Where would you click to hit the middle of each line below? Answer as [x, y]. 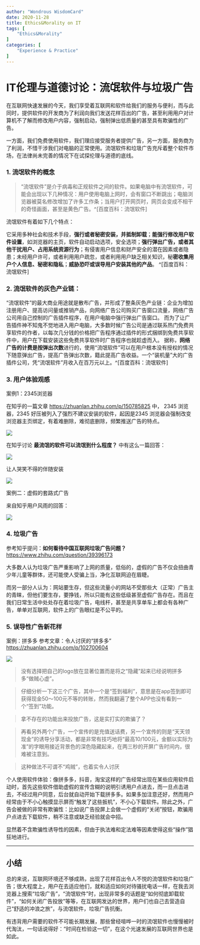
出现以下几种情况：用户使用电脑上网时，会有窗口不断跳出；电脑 [110, 194]
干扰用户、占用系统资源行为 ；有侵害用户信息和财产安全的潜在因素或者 [97, 249]
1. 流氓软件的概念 [31, 172]
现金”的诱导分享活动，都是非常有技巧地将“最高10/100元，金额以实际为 [107, 739]
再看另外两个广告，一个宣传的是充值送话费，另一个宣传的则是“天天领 [105, 732]
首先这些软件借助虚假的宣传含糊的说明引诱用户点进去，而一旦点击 [102, 787]
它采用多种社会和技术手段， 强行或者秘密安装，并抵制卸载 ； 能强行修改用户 [97, 234]
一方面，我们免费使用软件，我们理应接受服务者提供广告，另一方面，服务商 [97, 140]
